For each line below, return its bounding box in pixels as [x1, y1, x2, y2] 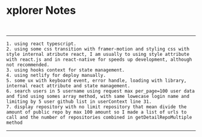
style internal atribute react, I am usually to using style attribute [6, 51, 189, 57]
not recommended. [6, 61, 50, 68]
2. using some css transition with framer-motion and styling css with [6, 46, 189, 52]
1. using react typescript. [6, 40, 77, 47]
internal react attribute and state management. [6, 82, 130, 89]
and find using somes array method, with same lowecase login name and [6, 93, 189, 99]
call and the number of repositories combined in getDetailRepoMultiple [6, 114, 192, 120]
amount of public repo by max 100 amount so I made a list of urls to [6, 109, 187, 115]
